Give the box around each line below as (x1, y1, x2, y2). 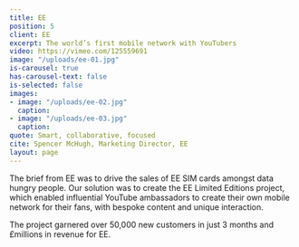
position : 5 (9, 22, 54, 31)
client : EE (9, 30, 51, 39)
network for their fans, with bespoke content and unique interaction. (9, 201, 265, 213)
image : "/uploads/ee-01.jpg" (9, 55, 120, 64)
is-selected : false (9, 81, 83, 90)
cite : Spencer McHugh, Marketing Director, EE (9, 139, 188, 148)
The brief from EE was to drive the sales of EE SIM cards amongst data (9, 173, 274, 184)
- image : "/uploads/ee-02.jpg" (9, 97, 128, 107)
